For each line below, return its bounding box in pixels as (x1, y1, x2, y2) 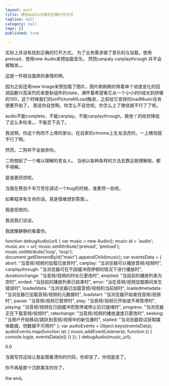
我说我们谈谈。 (5, 217, 36, 223)
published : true (5, 31, 39, 36)
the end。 (5, 375, 26, 381)
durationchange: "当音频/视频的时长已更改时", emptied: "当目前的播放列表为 (5, 272, 162, 278)
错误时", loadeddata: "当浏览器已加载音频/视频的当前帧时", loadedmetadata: (5, 285, 162, 291)
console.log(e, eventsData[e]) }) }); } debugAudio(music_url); (5, 334, 132, 340)
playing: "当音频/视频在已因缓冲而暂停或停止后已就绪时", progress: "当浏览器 (5, 304, 164, 310)
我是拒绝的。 (5, 207, 32, 213)
